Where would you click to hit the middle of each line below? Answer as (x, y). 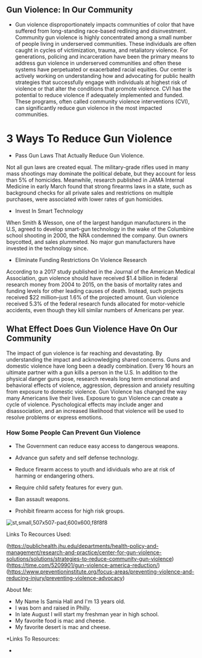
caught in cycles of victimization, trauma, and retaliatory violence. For (102, 50)
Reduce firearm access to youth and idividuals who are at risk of (95, 469)
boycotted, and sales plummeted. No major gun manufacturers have (91, 241)
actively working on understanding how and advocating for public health (105, 75)
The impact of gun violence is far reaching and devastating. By (84, 353)
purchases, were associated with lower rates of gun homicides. (85, 199)
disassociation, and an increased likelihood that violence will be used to (95, 410)
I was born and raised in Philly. (53, 608)
